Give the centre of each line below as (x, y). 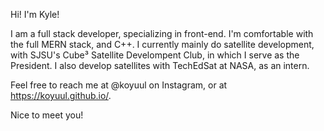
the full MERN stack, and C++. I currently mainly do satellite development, (162, 44)
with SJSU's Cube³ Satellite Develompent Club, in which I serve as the (155, 55)
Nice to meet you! (47, 115)
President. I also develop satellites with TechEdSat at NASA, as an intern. (160, 65)
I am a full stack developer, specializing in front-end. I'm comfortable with (162, 33)
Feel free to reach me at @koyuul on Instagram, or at (119, 85)
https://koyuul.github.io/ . (61, 95)
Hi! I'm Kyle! (35, 14)
